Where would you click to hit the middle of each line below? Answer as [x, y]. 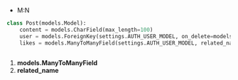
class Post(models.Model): [47, 23]
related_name [38, 71]
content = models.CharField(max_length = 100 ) [86, 30]
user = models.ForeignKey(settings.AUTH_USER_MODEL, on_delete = [117, 36]
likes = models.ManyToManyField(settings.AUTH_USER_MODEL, [109, 43]
